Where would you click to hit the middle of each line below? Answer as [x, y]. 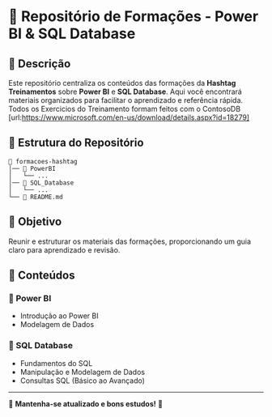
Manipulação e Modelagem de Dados [83, 372]
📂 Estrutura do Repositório [76, 143]
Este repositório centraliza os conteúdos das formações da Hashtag [122, 83]
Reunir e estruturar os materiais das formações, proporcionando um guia [130, 241]
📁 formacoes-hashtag [43, 161]
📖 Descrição [40, 64]
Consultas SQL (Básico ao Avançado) [83, 381]
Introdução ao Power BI [59, 316]
